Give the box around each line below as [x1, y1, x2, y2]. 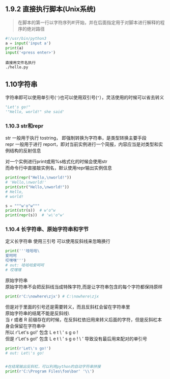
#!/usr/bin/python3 [5, 36, 47, 41]
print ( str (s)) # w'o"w [5, 208, 56, 213]
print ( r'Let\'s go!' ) [5, 346, 51, 351]
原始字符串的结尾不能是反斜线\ [5, 310, 70, 316]
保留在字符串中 [14, 323, 46, 329]
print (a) [5, 45, 24, 50]
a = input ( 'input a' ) [5, 40, 51, 46]
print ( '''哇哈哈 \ [5, 248, 40, 254]
